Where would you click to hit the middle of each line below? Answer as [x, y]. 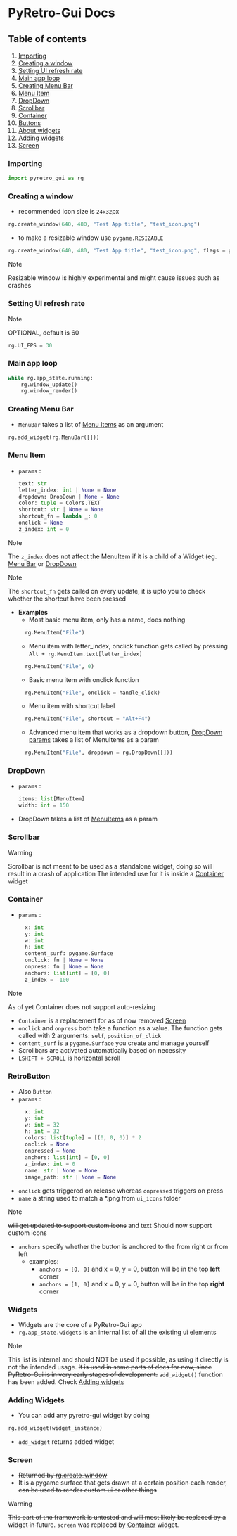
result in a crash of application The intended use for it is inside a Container [116, 873]
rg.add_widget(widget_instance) [55, 1428]
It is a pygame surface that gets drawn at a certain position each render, [122, 1483]
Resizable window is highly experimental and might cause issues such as [114, 278]
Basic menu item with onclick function [84, 679]
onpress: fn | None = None [64, 967]
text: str [33, 483]
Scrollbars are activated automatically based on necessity [102, 1050]
